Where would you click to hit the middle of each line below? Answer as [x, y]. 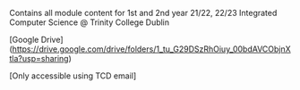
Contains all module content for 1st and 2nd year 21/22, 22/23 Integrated [143, 13]
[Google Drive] [37, 40]
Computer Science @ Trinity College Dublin [90, 22]
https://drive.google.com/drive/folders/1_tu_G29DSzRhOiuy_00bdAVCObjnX [151, 49]
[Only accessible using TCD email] [73, 76]
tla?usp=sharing [39, 58]
